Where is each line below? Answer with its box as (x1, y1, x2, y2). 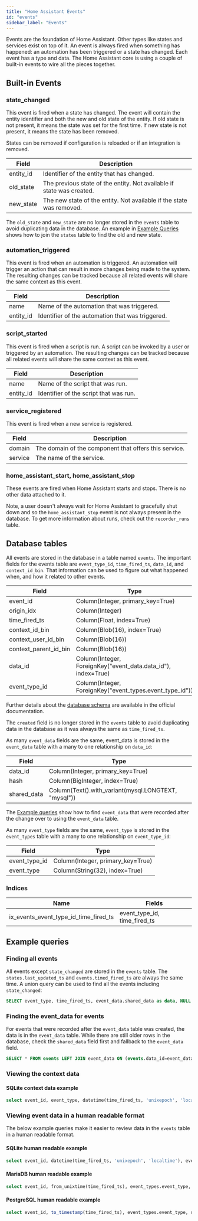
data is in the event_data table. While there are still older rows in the (6, 1031, 170, 1039)
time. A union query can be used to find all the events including (6, 981, 160, 988)
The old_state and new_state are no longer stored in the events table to (6, 219, 180, 226)
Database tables (6, 538, 68, 549)
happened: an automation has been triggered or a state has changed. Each (6, 48, 188, 56)
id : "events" (6, 14, 38, 20)
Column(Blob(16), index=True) (75, 626, 162, 634)
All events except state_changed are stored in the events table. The (6, 968, 168, 975)
